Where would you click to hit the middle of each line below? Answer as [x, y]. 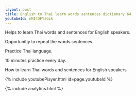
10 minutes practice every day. [36, 61]
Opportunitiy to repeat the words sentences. [49, 42]
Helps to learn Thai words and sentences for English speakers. [68, 32]
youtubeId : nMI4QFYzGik [29, 18]
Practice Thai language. [29, 51]
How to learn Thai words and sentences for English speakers [66, 70]
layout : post [18, 9]
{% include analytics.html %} [34, 89]
